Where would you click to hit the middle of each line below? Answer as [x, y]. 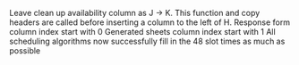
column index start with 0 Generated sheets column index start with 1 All [142, 32]
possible [25, 51]
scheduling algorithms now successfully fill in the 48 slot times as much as [147, 41]
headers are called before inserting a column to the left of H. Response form [150, 22]
